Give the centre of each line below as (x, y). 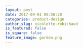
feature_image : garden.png (34, 38)
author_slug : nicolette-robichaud (42, 24)
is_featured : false (26, 28)
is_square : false (24, 33)
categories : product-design (35, 19)
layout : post (19, 10)
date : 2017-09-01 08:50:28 (34, 14)
